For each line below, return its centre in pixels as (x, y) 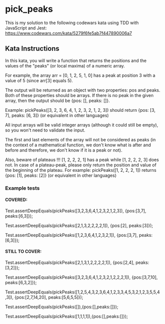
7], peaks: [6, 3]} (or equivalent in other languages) (57, 115)
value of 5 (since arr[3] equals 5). (39, 80)
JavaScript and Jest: (26, 28)
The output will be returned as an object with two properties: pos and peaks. (83, 90)
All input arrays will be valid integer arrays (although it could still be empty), (82, 125)
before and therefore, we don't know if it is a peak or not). (64, 150)
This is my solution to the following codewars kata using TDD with (72, 23)
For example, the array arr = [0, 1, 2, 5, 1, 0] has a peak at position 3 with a (80, 75)
